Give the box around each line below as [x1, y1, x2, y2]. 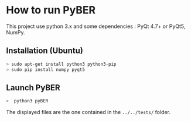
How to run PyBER [6, 3, 95, 17]
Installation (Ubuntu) [6, 46, 83, 56]
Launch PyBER [6, 83, 60, 92]
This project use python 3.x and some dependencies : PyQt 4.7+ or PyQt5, [6, 23, 186, 30]
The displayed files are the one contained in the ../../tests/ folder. [6, 109, 171, 116]
